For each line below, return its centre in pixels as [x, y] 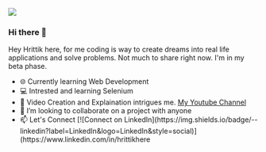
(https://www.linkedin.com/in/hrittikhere [85, 139]
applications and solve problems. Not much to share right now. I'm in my [126, 58]
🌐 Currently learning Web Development [84, 82]
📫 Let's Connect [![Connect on [71, 120]
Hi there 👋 [28, 32]
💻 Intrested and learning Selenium [76, 91]
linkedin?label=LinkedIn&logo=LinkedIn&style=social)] [108, 131]
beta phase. [28, 66]
